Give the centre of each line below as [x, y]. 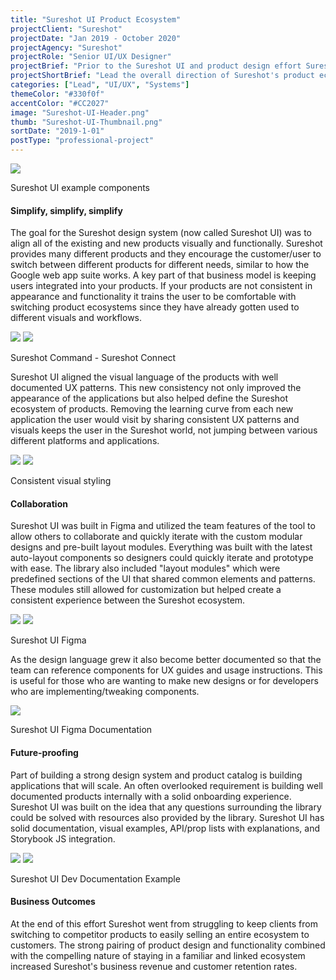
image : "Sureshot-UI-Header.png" [80, 112]
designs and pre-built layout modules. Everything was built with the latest [161, 547]
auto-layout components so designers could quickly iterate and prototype [162, 558]
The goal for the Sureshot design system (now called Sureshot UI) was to [161, 233]
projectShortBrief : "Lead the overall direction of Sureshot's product [162, 76]
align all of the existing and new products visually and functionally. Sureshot [166, 243]
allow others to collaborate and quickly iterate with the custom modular [156, 537]
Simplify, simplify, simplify [66, 210]
